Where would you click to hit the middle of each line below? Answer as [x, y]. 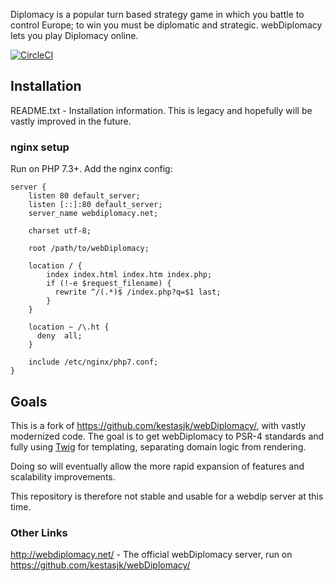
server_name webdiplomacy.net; [93, 214]
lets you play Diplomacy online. [74, 35]
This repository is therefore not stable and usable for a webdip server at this [167, 496]
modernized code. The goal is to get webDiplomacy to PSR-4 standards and [167, 436]
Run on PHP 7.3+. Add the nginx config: [91, 169]
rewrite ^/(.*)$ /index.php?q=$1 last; [138, 292]
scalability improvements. [63, 476]
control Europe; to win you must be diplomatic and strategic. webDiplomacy [166, 25]
